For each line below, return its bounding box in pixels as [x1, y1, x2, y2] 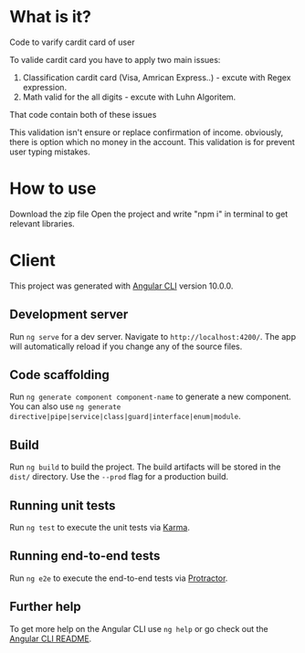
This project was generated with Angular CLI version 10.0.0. [9, 280, 234, 291]
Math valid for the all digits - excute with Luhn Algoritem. [22, 91, 237, 102]
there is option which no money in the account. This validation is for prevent [9, 136, 295, 147]
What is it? [9, 6, 92, 27]
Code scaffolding [9, 367, 110, 383]
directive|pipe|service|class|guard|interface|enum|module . [9, 411, 241, 422]
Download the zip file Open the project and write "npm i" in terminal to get [9, 208, 289, 219]
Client [9, 250, 57, 271]
